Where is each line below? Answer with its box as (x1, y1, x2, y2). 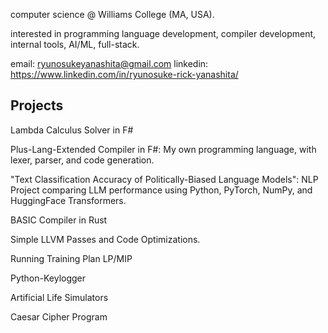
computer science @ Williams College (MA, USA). (10, 9, 215, 20)
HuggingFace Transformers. (10, 194, 127, 206)
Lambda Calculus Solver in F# (10, 124, 134, 136)
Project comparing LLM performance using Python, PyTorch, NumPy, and (10, 184, 313, 196)
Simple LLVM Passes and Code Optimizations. (10, 233, 201, 245)
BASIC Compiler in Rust (10, 214, 108, 226)
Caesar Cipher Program (10, 310, 108, 323)
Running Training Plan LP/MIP (10, 252, 133, 264)
